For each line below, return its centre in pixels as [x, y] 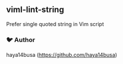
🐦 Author [21, 40]
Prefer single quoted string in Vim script [55, 24]
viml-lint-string [35, 10]
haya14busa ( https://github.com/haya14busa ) [62, 55]
